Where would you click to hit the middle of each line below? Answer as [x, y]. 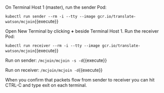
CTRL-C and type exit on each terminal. [46, 85]
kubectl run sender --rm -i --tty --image [50, 17]
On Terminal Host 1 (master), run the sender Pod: [56, 7]
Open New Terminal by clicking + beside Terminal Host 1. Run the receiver [82, 31]
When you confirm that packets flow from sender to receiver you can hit [80, 80]
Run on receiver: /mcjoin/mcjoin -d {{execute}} [54, 70]
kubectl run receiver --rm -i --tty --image [53, 46]
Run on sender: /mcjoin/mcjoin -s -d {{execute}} [56, 60]
